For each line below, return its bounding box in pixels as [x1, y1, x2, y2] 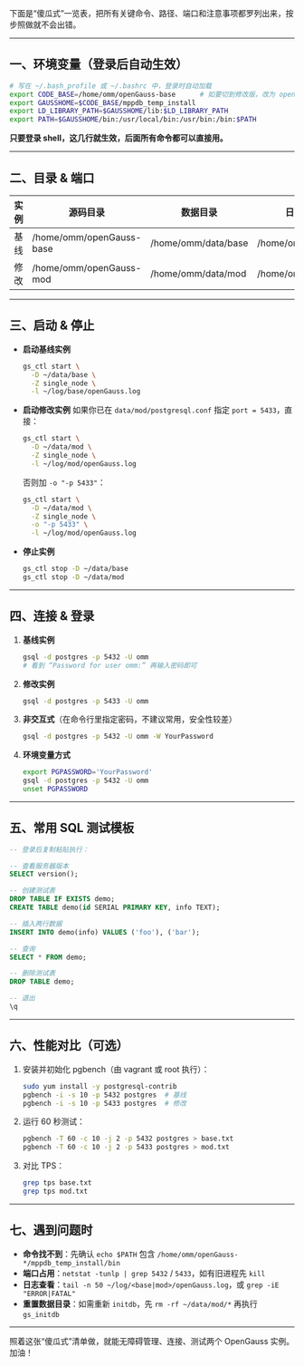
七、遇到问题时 [9, 1223, 93, 1238]
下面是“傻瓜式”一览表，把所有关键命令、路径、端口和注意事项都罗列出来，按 [9, 8, 294, 18]
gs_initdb [22, 1310, 61, 1319]
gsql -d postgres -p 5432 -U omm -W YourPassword [22, 732, 214, 741]
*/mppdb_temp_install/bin [22, 1258, 120, 1267]
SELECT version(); [9, 869, 79, 879]
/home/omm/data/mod [150, 267, 247, 279]
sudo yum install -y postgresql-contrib [22, 1081, 177, 1090]
